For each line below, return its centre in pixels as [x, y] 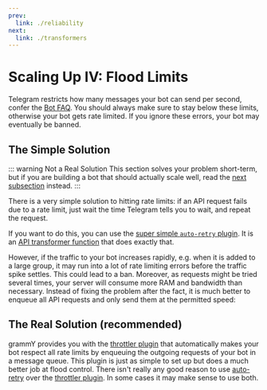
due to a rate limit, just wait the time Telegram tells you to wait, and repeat [130, 209]
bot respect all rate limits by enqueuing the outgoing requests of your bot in [132, 352]
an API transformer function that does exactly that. [91, 242]
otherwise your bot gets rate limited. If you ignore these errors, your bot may [134, 116]
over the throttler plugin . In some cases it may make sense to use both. [142, 377]
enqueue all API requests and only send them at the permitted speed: [122, 300]
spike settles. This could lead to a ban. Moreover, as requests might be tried [133, 274]
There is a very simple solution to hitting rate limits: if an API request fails [128, 201]
